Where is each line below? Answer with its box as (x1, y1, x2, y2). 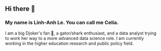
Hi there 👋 (5, 5, 35, 13)
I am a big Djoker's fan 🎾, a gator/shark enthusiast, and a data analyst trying (5, 30, 157, 36)
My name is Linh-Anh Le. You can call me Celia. (5, 19, 119, 26)
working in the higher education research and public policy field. (5, 40, 134, 46)
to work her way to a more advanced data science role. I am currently (5, 35, 144, 41)
